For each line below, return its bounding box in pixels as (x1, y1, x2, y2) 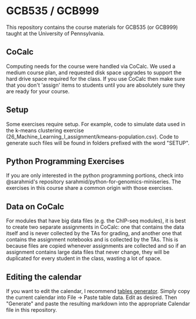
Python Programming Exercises (6, 156, 125, 166)
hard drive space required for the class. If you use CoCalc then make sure (6, 75, 185, 82)
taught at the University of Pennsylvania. (6, 29, 105, 37)
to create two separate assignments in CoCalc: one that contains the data (6, 223, 184, 231)
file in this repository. (6, 307, 57, 313)
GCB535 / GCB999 (6, 4, 99, 18)
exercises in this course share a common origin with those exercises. (6, 185, 174, 192)
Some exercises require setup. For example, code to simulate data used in (6, 120, 185, 127)
